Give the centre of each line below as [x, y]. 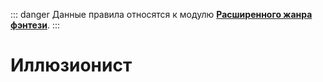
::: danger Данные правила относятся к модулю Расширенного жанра [161, 14]
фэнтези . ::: [35, 25]
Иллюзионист [71, 65]
